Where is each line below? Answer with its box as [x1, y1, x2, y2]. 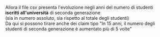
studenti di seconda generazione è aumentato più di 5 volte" [5, 26, 132, 32]
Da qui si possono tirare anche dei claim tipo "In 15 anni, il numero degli [5, 20, 155, 26]
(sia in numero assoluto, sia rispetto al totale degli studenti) [5, 15, 129, 21]
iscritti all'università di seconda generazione [5, 10, 101, 16]
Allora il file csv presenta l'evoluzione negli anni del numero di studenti [5, 5, 153, 10]
